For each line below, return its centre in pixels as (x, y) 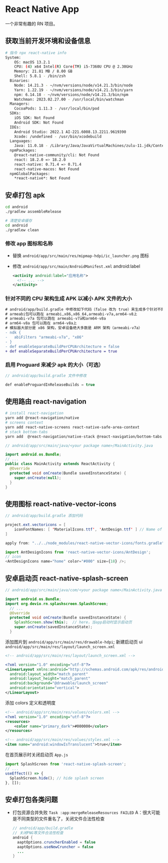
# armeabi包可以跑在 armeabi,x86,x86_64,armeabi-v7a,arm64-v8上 (71, 314)
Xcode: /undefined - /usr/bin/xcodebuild (58, 136)
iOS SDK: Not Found (34, 118)
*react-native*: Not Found (42, 178)
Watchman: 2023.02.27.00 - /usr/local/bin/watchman (69, 99)
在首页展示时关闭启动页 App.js (37, 755)
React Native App (42, 9)
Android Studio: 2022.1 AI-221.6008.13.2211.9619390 (70, 132)
